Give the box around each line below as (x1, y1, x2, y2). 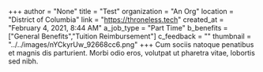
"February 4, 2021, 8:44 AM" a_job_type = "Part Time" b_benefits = (8, 23, 228, 32)
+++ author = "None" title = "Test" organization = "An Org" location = (8, 7, 235, 16)
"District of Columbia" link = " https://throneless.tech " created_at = (8, 15, 224, 24)
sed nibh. (8, 56, 39, 66)
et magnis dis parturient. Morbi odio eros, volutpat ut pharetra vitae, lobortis (8, 49, 255, 57)
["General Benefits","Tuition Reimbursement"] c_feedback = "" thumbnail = (8, 31, 251, 41)
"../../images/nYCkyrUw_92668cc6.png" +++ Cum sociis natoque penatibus (8, 40, 254, 49)
